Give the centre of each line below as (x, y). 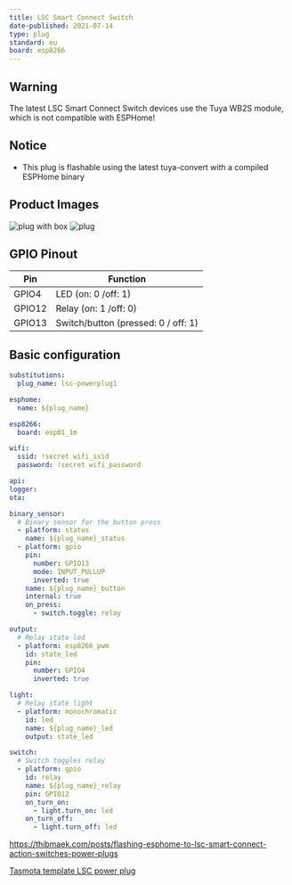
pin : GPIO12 (47, 794)
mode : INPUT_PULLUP (69, 571)
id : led (39, 720)
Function (127, 279)
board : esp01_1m (47, 432)
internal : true (53, 597)
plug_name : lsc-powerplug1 (67, 384)
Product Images (54, 205)
